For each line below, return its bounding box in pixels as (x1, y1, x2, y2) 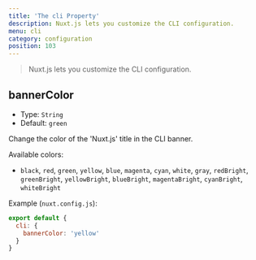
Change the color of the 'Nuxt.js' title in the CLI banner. (8, 133, 193, 143)
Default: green (20, 118, 67, 128)
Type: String (20, 109, 63, 119)
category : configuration (8, 34, 93, 43)
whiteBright (20, 184, 61, 192)
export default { (8, 214, 67, 222)
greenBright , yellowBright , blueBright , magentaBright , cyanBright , (20, 174, 243, 184)
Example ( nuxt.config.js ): (8, 198, 98, 208)
